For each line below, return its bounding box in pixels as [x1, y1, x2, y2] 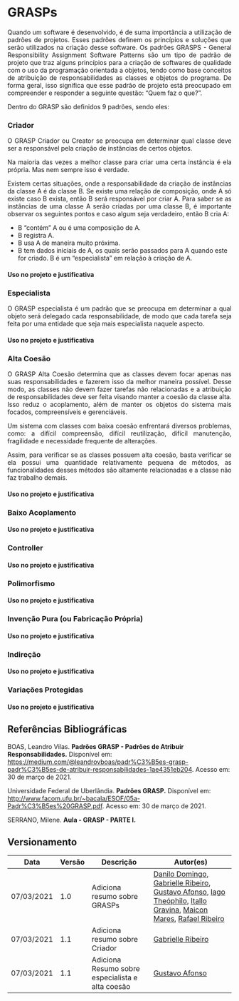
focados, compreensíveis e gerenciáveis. [7, 408, 128, 416]
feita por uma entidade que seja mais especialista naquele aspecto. [7, 319, 205, 328]
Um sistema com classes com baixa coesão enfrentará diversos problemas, [7, 422, 232, 431]
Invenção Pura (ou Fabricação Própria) [7, 614, 144, 624]
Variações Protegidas [7, 685, 84, 695]
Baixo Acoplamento [7, 508, 77, 518]
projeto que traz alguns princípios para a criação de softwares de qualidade [7, 58, 232, 66]
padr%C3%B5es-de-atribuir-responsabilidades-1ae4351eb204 [7, 765, 192, 773]
